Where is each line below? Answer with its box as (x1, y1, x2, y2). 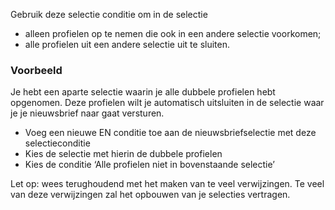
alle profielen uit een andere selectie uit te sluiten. (24, 39, 231, 50)
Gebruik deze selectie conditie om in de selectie (10, 9, 208, 20)
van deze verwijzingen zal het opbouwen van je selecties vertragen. (10, 189, 291, 201)
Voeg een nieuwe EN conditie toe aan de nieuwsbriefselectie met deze (24, 127, 317, 139)
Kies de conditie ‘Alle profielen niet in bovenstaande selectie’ (24, 159, 275, 171)
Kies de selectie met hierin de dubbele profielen (24, 148, 223, 160)
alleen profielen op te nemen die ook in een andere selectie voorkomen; (24, 28, 322, 39)
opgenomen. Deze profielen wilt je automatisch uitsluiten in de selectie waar (10, 97, 325, 109)
